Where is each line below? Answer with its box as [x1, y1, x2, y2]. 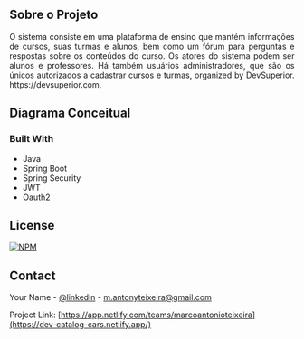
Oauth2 [22, 192, 52, 202]
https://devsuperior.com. [9, 79, 102, 89]
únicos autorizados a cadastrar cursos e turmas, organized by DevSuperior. [9, 70, 295, 80]
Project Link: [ [9, 309, 62, 320]
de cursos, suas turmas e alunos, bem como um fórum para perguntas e [9, 41, 295, 52]
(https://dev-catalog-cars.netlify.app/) [9, 319, 152, 330]
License [9, 217, 55, 233]
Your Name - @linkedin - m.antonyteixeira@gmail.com [9, 292, 213, 303]
